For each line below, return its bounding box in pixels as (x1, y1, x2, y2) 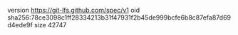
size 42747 (34, 21, 67, 29)
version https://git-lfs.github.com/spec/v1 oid (7, 6, 140, 14)
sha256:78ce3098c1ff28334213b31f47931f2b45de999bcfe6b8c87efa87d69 (7, 13, 232, 22)
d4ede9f (7, 21, 33, 29)
